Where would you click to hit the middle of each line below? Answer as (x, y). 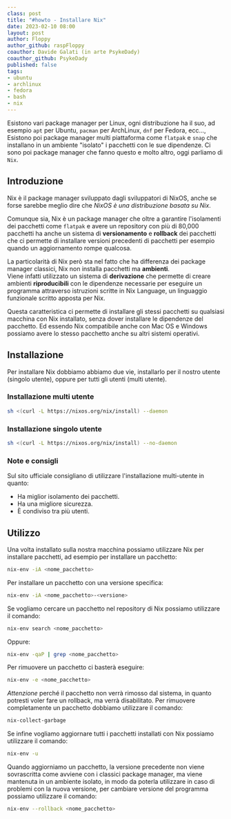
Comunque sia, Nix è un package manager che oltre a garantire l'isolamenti (114, 219)
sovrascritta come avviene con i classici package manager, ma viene (105, 774)
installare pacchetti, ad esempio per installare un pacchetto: (92, 557)
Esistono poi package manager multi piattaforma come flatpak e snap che (112, 137)
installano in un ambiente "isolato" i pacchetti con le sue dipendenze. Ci (109, 145)
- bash (17, 97)
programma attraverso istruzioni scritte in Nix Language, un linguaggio (107, 290)
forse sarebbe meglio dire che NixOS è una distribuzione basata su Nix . (109, 205)
